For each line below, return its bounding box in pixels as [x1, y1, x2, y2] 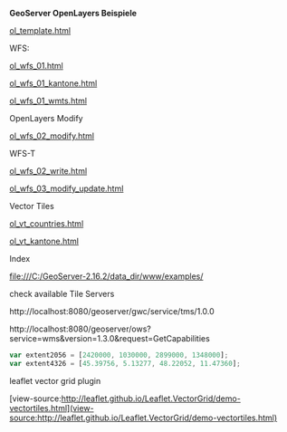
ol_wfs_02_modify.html [9, 130, 95, 141]
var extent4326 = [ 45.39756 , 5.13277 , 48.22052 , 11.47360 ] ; [9, 359, 242, 368]
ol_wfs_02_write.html [9, 166, 88, 176]
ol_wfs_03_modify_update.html [9, 183, 124, 194]
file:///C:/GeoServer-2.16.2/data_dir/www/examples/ [9, 271, 204, 282]
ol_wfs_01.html [9, 61, 63, 71]
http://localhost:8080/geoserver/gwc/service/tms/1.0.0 [9, 306, 215, 316]
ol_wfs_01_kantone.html [9, 78, 98, 89]
